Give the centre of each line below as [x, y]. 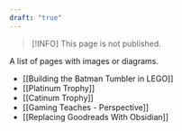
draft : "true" [36, 18]
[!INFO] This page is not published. [96, 43]
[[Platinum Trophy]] [59, 88]
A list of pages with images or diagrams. [84, 61]
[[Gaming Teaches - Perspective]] [86, 107]
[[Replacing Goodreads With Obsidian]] [96, 117]
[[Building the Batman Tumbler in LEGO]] [98, 79]
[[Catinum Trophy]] [58, 98]
